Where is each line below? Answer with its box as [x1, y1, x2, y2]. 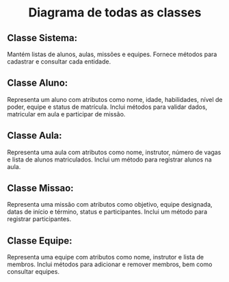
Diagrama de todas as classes [28, 5, 202, 21]
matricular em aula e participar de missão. [7, 110, 126, 118]
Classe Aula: [7, 130, 63, 142]
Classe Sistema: [7, 32, 77, 44]
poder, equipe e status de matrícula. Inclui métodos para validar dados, [7, 103, 208, 111]
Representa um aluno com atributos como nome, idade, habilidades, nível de [7, 95, 223, 103]
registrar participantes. [7, 215, 72, 223]
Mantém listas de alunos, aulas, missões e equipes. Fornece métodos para [7, 50, 217, 58]
